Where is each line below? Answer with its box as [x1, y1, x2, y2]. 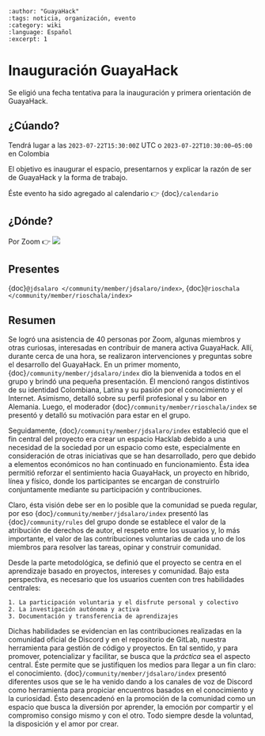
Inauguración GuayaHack [8, 62, 179, 79]
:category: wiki [8, 21, 62, 29]
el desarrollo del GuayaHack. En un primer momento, [8, 360, 180, 369]
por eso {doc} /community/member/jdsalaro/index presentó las [8, 509, 209, 518]
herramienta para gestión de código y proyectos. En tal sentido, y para [8, 643, 239, 653]
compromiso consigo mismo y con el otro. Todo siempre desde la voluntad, [8, 711, 254, 720]
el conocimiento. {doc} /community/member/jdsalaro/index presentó [8, 669, 227, 678]
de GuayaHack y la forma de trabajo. [8, 172, 128, 182]
